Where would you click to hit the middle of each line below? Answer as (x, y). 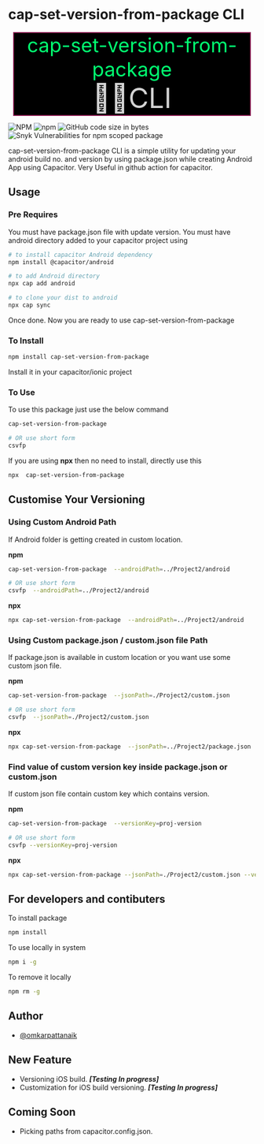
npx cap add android (42, 284)
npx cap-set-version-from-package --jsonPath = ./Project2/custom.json (125, 874)
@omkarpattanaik (48, 1035)
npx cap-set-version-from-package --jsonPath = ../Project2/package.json (130, 747)
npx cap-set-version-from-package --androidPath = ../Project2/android (126, 620)
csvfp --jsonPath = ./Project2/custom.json (79, 717)
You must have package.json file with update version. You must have (119, 232)
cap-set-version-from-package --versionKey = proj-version (105, 824)
